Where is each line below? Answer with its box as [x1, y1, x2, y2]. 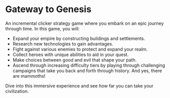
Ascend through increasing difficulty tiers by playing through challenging [12, 62, 165, 68]
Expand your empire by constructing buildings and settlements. [12, 35, 146, 41]
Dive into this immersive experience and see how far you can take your [5, 82, 154, 89]
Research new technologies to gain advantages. [12, 40, 113, 46]
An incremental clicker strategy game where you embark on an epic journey [5, 20, 164, 26]
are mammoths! [12, 73, 46, 79]
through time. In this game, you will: [5, 25, 80, 31]
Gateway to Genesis [5, 4, 92, 15]
